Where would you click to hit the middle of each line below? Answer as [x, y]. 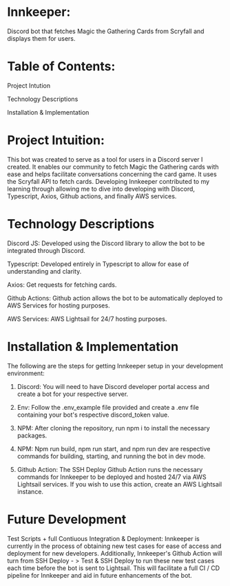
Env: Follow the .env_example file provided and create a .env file [108, 407]
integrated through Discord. [46, 250]
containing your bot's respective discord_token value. [93, 415]
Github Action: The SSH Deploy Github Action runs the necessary [110, 469]
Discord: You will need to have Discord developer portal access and [113, 386]
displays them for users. [41, 38]
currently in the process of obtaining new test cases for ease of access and [114, 546]
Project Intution [29, 85]
